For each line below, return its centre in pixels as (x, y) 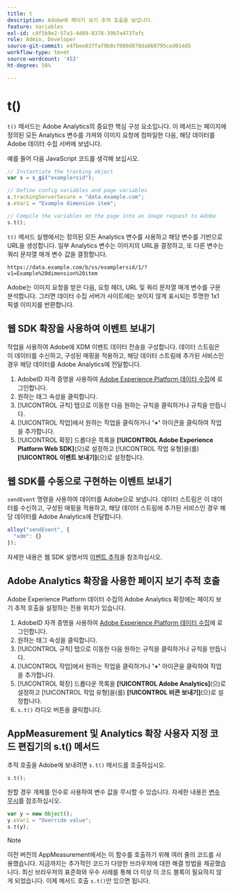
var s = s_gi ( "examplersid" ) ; (51, 178)
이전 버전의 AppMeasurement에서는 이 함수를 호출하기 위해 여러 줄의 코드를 (111, 855)
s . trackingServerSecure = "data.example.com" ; (76, 197)
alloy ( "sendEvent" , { (39, 530)
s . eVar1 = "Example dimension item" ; (62, 204)
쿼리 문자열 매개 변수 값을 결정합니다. (57, 254)
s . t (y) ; (18, 827)
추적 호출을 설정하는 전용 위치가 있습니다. (70, 608)
